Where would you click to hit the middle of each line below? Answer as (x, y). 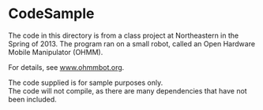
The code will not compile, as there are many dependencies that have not (128, 90)
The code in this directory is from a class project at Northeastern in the (124, 35)
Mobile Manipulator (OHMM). (56, 52)
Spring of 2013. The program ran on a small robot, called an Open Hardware (131, 43)
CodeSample (51, 14)
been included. (32, 99)
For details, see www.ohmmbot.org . (66, 67)
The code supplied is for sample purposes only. (86, 82)
